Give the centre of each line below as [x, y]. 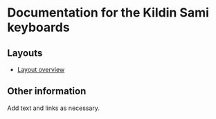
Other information [47, 91]
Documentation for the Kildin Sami [108, 13]
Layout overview [41, 70]
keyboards [39, 27]
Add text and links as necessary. [54, 108]
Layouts [25, 53]
